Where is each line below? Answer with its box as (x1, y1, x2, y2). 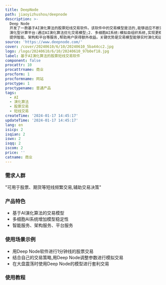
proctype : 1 (5, 81, 30, 86)
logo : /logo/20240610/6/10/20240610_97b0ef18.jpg (5, 49, 110, 54)
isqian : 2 (5, 132, 26, 137)
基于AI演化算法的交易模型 (12, 210, 65, 216)
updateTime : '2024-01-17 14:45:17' (5, 117, 79, 123)
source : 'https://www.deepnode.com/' (5, 40, 83, 45)
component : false (5, 58, 41, 63)
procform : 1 (5, 72, 30, 77)
